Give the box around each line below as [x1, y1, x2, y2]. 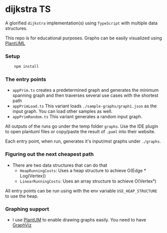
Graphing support [5, 206, 49, 213]
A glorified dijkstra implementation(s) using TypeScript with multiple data [5, 20, 158, 26]
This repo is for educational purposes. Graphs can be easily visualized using [5, 35, 162, 41]
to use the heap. [5, 193, 39, 199]
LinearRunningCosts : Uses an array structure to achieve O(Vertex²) [19, 178, 157, 184]
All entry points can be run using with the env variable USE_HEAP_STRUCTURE [5, 188, 158, 194]
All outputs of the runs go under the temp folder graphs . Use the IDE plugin [5, 123, 159, 129]
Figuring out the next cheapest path [5, 151, 94, 158]
